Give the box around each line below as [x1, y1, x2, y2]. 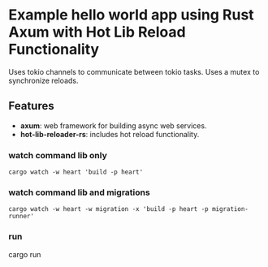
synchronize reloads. [8, 75, 79, 85]
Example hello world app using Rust [8, 6, 254, 24]
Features [8, 99, 54, 113]
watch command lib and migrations [8, 187, 150, 198]
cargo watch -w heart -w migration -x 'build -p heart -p [8, 205, 209, 213]
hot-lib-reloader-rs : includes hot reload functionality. [19, 129, 200, 139]
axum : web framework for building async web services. [19, 120, 207, 131]
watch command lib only [8, 149, 107, 161]
